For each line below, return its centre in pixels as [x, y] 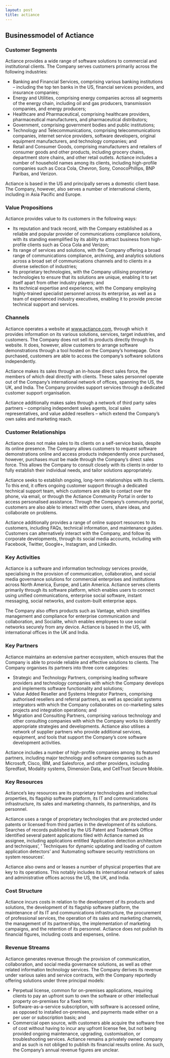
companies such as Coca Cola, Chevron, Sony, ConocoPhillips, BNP [84, 168]
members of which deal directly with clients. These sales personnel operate [84, 376]
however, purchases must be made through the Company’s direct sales [79, 460]
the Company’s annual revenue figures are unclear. [66, 1050]
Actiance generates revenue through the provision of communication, [78, 959]
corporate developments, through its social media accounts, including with [83, 539]
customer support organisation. [38, 392]
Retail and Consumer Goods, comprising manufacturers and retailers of [87, 147]
